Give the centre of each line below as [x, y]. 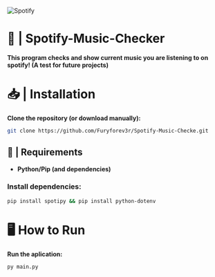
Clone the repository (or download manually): [74, 118]
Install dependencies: [44, 187]
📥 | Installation [51, 94]
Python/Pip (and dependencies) [64, 169]
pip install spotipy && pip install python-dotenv [82, 201]
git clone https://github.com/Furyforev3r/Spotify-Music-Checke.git [108, 131]
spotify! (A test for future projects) [58, 65]
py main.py [23, 267]
